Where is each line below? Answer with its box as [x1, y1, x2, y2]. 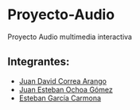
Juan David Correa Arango [18, 76, 107, 85]
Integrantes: [7, 55, 70, 69]
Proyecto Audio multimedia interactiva [7, 32, 133, 41]
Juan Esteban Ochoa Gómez [18, 84, 113, 94]
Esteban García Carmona [18, 93, 101, 103]
